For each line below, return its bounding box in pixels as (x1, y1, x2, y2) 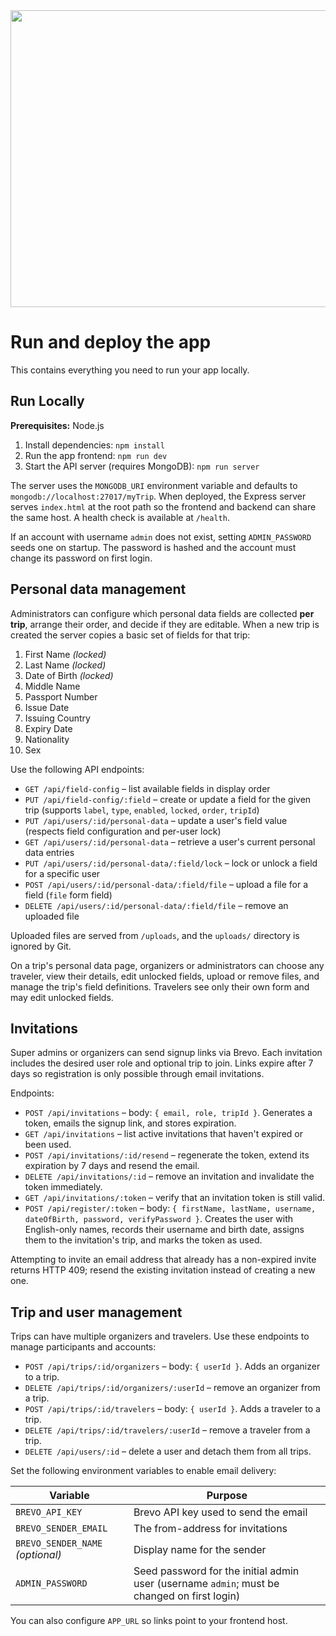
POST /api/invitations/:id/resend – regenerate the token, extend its (24, 1149, 310, 1161)
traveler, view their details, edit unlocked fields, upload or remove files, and (10, 970, 320, 982)
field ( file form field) (24, 889, 113, 901)
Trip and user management (10, 1304, 183, 1321)
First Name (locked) (24, 648, 107, 660)
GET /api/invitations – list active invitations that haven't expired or (24, 1128, 304, 1140)
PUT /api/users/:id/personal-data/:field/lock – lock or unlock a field (24, 857, 318, 869)
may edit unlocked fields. (10, 991, 114, 1003)
